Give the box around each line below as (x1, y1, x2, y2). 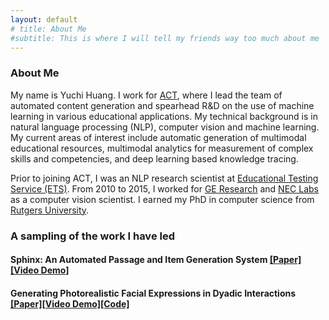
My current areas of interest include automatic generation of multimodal (10, 131, 307, 143)
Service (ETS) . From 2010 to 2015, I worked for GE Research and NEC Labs (10, 182, 319, 195)
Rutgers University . (10, 204, 90, 216)
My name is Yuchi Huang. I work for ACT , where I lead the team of (10, 89, 283, 101)
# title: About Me (10, 24, 87, 34)
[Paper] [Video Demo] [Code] (10, 297, 130, 310)
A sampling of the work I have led (10, 229, 175, 243)
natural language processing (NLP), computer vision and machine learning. (10, 121, 320, 133)
